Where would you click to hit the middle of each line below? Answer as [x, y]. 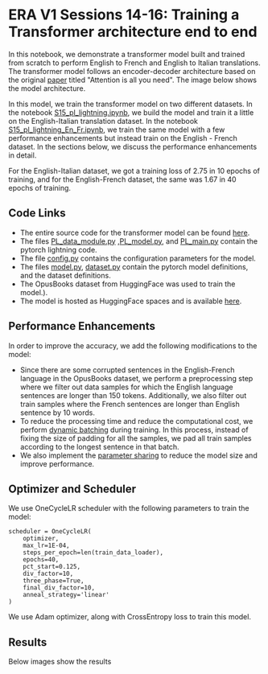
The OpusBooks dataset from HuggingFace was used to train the [128, 284]
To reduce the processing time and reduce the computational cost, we [136, 421]
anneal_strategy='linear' [66, 595]
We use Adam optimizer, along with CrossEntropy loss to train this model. [130, 617]
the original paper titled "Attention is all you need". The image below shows [133, 80]
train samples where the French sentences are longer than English [130, 404]
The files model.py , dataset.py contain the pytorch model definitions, [134, 266]
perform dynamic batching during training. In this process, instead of [134, 429]
